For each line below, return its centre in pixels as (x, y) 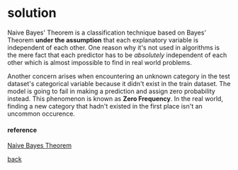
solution (32, 13)
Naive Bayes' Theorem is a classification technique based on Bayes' (107, 32)
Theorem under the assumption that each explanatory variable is (103, 40)
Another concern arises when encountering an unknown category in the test (119, 76)
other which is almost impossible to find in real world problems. (100, 62)
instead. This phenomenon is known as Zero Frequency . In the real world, (115, 98)
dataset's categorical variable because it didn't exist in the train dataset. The (119, 83)
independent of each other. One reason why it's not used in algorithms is (114, 47)
